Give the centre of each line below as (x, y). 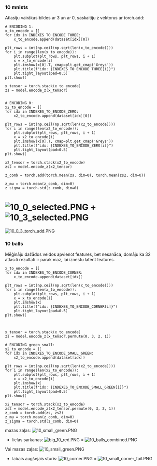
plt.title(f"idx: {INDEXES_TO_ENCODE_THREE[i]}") (65, 69)
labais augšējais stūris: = (54, 458)
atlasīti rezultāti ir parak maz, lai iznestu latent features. (60, 259)
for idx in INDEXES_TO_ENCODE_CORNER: (44, 273)
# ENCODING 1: (19, 27)
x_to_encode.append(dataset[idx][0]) (52, 40)
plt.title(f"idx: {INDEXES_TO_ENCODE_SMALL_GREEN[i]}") (71, 387)
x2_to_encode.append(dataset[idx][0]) (53, 116)
